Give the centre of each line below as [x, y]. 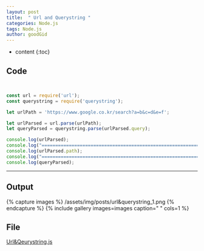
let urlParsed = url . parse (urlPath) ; [54, 123]
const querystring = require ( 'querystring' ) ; [65, 101]
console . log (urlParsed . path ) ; [45, 151]
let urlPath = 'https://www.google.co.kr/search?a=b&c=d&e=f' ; [88, 112]
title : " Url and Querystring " [49, 18]
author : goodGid [27, 35]
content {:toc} [32, 52]
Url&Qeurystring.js [29, 242]
